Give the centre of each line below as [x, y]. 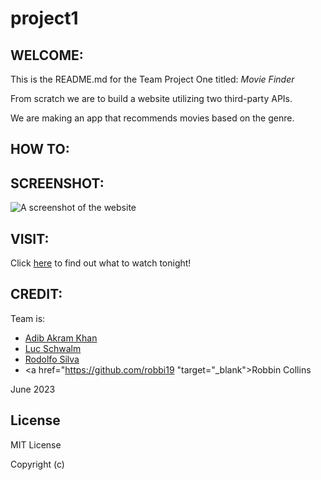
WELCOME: [47, 55]
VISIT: [30, 238]
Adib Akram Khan [61, 338]
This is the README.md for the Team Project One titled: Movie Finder [152, 79]
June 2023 [33, 389]
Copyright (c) [37, 464]
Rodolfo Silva [52, 359]
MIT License [36, 444]
